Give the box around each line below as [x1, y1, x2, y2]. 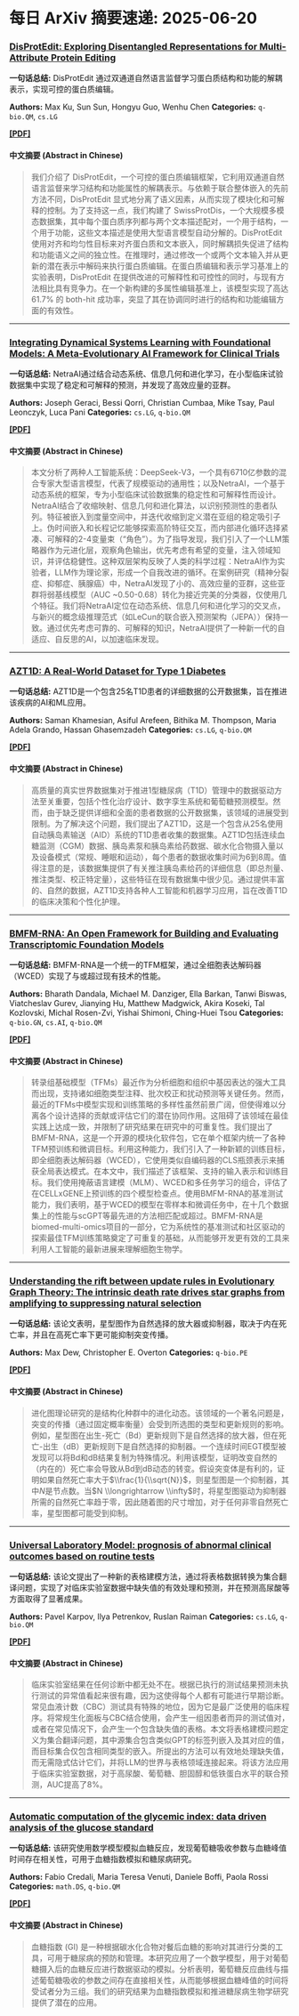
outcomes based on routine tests [9, 1550, 156, 1562]
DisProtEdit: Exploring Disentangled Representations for [9, 41, 258, 53]
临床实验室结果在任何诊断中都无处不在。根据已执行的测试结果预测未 [30, 1679, 281, 1690]
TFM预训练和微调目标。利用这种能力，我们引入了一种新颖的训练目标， [30, 1144, 290, 1155]
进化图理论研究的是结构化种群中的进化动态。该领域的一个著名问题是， [30, 1407, 289, 1418]
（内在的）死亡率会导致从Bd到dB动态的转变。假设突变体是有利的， [30, 1463, 278, 1473]
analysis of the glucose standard [9, 1821, 154, 1834]
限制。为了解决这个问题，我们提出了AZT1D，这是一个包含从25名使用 [30, 818, 283, 828]
